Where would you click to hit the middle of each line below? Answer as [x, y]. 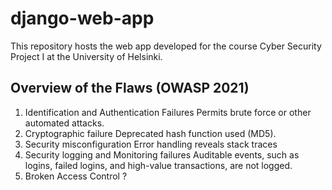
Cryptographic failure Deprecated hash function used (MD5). [150, 133]
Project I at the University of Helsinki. [86, 56]
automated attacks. [64, 123]
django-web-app [82, 18]
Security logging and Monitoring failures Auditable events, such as [162, 154]
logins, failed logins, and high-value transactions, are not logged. [158, 165]
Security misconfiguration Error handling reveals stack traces [151, 144]
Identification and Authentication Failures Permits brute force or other [168, 112]
